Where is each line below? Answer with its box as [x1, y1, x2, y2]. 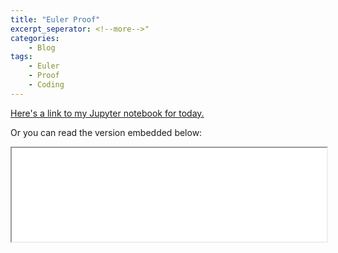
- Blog [28, 42, 56, 53]
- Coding [28, 80, 65, 90]
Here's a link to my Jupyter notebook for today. [10, 107, 205, 119]
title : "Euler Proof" [10, 14, 101, 25]
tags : [10, 52, 33, 62]
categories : [10, 33, 60, 43]
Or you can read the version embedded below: [10, 126, 203, 138]
